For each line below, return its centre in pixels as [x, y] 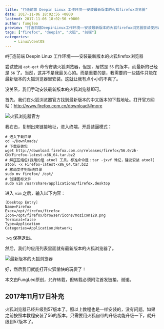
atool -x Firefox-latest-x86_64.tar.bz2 [47, 164]
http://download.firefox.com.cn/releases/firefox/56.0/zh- [77, 151]
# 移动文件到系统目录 [24, 170]
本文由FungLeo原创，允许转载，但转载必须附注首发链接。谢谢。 [70, 279]
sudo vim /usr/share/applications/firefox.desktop [58, 183]
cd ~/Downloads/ [21, 141]
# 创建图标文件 [18, 179]
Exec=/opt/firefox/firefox [32, 211]
